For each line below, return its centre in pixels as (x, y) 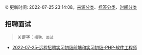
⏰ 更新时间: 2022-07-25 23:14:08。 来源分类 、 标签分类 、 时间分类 (71, 7)
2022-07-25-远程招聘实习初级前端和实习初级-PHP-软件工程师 (74, 47)
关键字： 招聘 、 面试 (35, 37)
